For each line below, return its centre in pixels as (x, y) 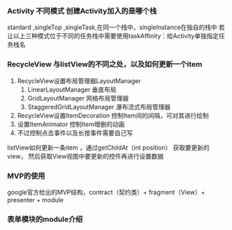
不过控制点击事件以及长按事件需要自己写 (75, 132)
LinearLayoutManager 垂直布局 (72, 89)
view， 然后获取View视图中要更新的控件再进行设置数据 (86, 156)
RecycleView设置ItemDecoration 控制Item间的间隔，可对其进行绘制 (113, 115)
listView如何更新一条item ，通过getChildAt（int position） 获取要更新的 (108, 148)
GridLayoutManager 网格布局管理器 (78, 98)
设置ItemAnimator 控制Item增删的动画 (71, 124)
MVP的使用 (26, 176)
